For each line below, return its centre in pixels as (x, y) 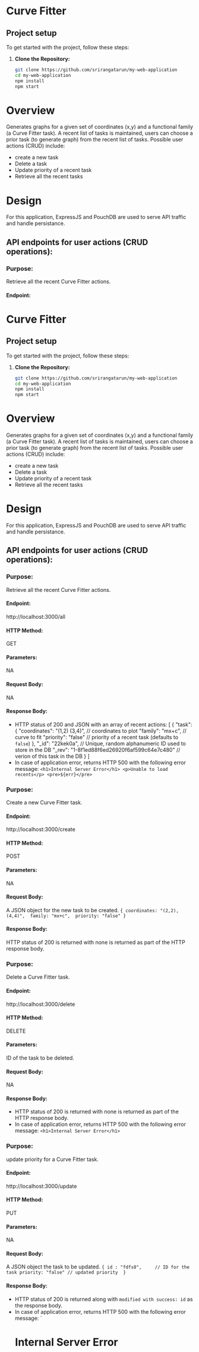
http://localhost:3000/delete (41, 1004)
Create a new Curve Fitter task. (44, 802)
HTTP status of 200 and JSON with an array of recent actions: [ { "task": (103, 724)
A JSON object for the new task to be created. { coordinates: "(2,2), (93, 910)
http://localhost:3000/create (41, 829)
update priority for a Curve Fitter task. (53, 1159)
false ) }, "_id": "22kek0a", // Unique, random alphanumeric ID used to (100, 743)
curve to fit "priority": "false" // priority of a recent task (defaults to (97, 737)
